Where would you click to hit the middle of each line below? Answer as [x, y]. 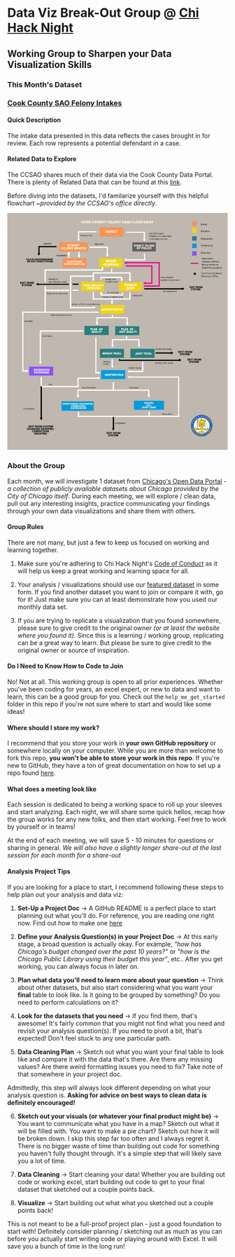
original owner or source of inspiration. [73, 650]
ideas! [16, 712]
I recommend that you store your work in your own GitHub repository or [112, 743]
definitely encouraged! [41, 1102]
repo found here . [31, 773]
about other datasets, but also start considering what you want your [115, 987]
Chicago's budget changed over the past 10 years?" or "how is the [114, 952]
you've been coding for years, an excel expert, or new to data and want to [114, 689]
